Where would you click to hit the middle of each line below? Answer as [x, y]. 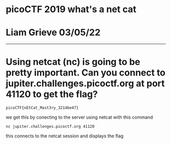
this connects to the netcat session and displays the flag [65, 136]
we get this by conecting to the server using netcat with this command [79, 117]
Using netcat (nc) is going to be [73, 62]
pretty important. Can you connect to [86, 73]
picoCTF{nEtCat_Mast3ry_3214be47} [42, 108]
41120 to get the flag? [52, 94]
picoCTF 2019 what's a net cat [71, 9]
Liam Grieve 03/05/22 [53, 33]
